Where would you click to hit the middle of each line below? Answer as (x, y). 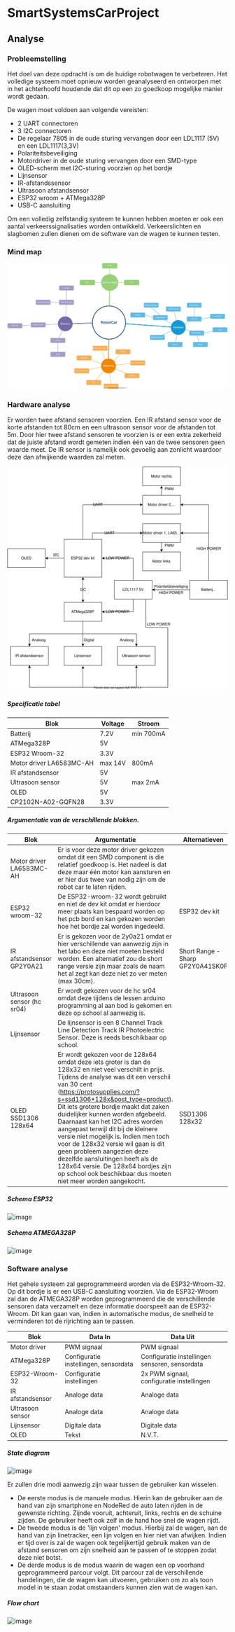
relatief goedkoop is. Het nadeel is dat (112, 865)
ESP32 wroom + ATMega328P (61, 198)
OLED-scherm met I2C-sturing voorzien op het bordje (95, 168)
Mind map (24, 251)
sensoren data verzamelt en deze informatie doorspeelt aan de (98, 1306)
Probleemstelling (37, 59)
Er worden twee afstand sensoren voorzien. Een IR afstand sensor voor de (114, 420)
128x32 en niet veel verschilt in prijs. (111, 1070)
